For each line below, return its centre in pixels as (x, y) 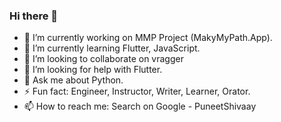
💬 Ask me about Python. (73, 80)
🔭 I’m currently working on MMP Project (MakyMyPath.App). (148, 38)
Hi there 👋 (34, 16)
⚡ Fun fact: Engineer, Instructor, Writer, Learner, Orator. (137, 91)
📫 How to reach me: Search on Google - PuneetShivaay (140, 106)
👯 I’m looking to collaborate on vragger (103, 59)
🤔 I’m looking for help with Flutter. (93, 70)
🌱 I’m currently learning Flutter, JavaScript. (112, 48)
